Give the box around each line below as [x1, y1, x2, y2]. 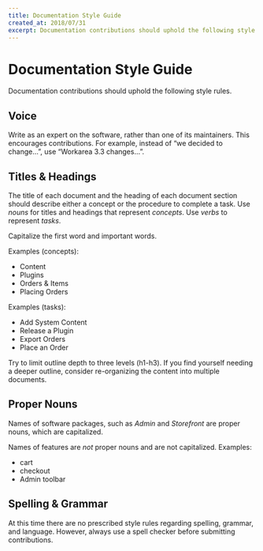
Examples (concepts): [8, 246, 79, 256]
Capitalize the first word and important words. [8, 231, 157, 241]
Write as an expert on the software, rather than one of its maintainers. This [8, 130, 250, 140]
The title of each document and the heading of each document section [8, 190, 238, 200]
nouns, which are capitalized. [8, 427, 104, 437]
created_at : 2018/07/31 [8, 19, 87, 27]
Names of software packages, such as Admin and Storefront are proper [8, 418, 240, 428]
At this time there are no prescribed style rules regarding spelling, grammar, [8, 518, 254, 527]
